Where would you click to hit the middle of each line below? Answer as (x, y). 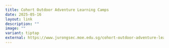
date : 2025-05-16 (23, 14)
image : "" (16, 28)
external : (16, 38)
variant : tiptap (22, 33)
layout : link (19, 19)
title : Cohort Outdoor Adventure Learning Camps (57, 10)
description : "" (22, 24)
